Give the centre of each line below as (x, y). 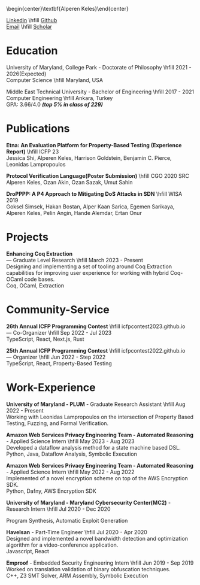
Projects (28, 237)
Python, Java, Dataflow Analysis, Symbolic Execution (72, 454)
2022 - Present (25, 410)
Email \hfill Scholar (29, 27)
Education (32, 51)
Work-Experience (51, 387)
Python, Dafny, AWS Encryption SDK (51, 491)
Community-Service (58, 310)
